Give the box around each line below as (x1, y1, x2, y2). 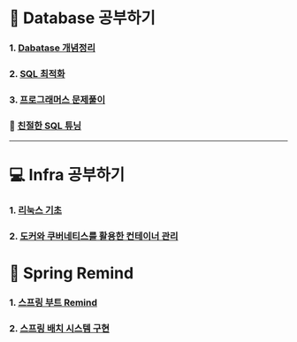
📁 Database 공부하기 (9, 8, 156, 28)
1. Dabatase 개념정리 (9, 42, 95, 54)
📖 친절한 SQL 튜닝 (9, 119, 82, 132)
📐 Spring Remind (9, 263, 134, 284)
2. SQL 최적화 (9, 68, 65, 80)
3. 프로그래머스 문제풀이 (9, 94, 106, 106)
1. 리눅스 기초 (9, 204, 63, 217)
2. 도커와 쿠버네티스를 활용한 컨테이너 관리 (9, 231, 179, 243)
